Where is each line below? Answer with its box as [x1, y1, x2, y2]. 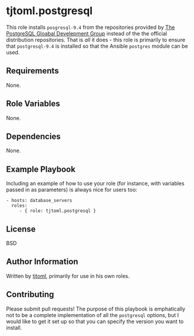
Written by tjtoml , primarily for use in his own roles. [6, 272, 130, 279]
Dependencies [6, 131, 61, 141]
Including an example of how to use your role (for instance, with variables [6, 180, 185, 187]
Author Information [6, 257, 78, 267]
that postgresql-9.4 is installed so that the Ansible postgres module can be [6, 43, 189, 50]
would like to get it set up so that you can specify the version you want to [6, 318, 184, 325]
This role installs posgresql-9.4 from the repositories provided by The [6, 24, 175, 31]
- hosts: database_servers [6, 198, 73, 204]
